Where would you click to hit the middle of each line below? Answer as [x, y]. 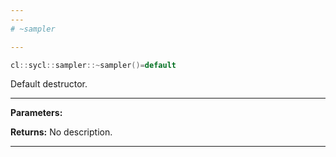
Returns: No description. [61, 132]
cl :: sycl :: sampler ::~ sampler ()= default [93, 65]
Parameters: [36, 113]
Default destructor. [49, 84]
